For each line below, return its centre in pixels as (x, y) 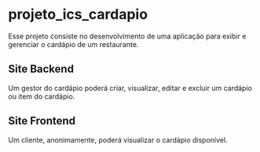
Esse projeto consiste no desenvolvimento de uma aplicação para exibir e (127, 36)
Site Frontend (42, 121)
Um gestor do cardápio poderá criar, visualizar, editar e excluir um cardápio (130, 88)
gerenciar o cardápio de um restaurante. (73, 44)
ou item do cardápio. (42, 96)
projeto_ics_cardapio (78, 14)
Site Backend (41, 69)
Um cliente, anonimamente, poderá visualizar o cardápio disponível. (118, 139)
